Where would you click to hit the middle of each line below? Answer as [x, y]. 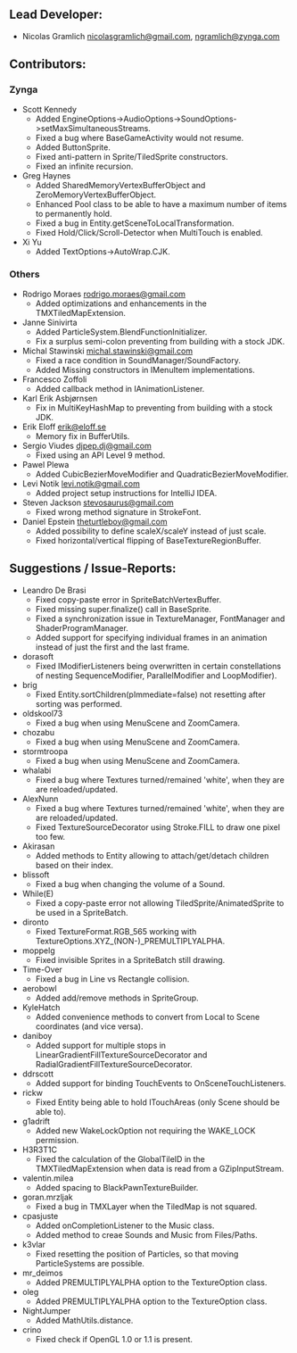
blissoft [36, 875]
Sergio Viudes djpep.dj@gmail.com [87, 445]
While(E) [38, 893]
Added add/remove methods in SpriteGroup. [117, 998]
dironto [35, 922]
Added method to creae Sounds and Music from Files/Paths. [146, 1234]
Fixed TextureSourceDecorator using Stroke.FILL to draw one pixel [158, 827]
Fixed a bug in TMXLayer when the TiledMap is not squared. [146, 1206]
